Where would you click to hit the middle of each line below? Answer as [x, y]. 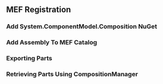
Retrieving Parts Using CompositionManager [72, 75]
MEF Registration [39, 10]
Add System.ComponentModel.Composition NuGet [82, 27]
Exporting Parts [29, 59]
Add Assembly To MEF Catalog [52, 43]
